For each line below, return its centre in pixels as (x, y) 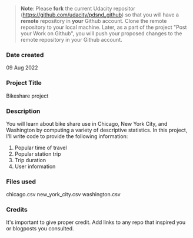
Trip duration (30, 160)
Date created (25, 55)
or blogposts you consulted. (40, 229)
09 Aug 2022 (22, 68)
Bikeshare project (27, 96)
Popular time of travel (41, 148)
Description (23, 111)
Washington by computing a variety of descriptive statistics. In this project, (97, 130)
